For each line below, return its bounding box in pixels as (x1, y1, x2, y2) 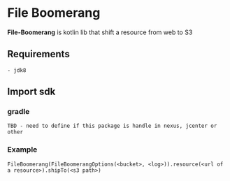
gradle (7, 107, 30, 117)
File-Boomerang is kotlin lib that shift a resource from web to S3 (7, 28, 193, 36)
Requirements (7, 48, 70, 60)
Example (7, 145, 38, 154)
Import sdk (7, 86, 56, 98)
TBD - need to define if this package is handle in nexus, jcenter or (7, 122, 217, 130)
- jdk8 (7, 66, 27, 74)
